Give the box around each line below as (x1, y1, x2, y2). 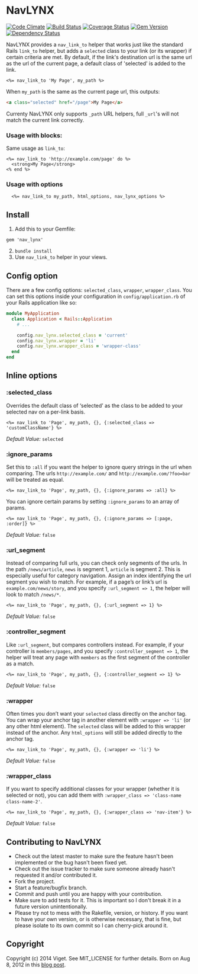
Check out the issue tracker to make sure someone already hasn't (14, 866, 176, 873)
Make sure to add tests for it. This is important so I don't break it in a (14, 897, 181, 904)
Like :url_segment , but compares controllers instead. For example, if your (6, 641, 184, 648)
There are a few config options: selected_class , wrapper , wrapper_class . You (6, 287, 192, 294)
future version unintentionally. (14, 903, 87, 910)
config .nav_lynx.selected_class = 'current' (17, 332, 128, 338)
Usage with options (6, 180, 63, 188)
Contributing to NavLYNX (6, 837, 102, 847)
